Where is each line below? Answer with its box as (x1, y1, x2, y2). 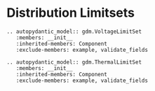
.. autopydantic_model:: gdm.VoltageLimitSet (6, 28, 142, 35)
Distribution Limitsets (6, 5, 135, 21)
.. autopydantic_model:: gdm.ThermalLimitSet (6, 58, 142, 66)
